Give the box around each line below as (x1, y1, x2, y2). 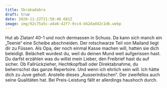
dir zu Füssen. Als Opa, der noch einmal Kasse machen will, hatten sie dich (5, 45, 160, 51)
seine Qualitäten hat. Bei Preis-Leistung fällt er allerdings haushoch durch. (5, 77, 158, 83)
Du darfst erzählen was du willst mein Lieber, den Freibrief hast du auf (5, 56, 150, 62)
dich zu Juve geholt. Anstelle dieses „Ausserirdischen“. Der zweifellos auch (5, 72, 161, 78)
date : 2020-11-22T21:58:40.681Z (5, 16, 72, 21)
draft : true (5, 12, 30, 17)
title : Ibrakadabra (5, 7, 46, 12)
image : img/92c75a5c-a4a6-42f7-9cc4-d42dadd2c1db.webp (5, 21, 122, 26)
